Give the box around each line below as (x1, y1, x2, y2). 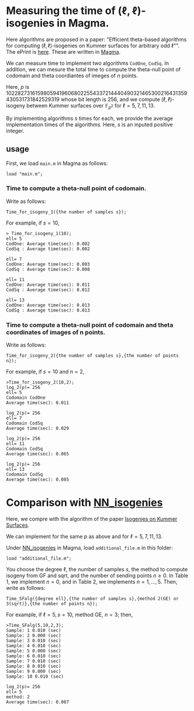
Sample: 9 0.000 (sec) (6, 668, 61, 675)
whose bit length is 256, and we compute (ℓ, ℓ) (60, 95, 172, 103)
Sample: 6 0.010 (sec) (6, 653, 61, 659)
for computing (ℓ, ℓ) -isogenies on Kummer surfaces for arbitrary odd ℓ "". (6, 42, 180, 49)
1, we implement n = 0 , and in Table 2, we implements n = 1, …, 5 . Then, (6, 578, 178, 585)
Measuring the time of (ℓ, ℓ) (6, 4, 141, 18)
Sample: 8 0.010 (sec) (6, 664, 61, 669)
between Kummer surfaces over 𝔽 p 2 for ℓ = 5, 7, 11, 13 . (26, 102, 155, 111)
